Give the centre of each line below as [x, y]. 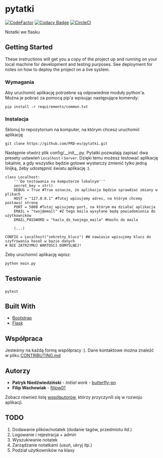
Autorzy [18, 371]
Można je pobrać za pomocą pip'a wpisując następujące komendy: [72, 98]
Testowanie [23, 278]
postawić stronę [21, 203]
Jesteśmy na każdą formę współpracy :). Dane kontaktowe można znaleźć [80, 350]
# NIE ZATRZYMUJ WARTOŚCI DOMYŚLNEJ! [43, 246]
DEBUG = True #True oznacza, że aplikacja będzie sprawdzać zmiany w [86, 190]
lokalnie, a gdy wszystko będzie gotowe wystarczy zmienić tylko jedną [76, 163]
